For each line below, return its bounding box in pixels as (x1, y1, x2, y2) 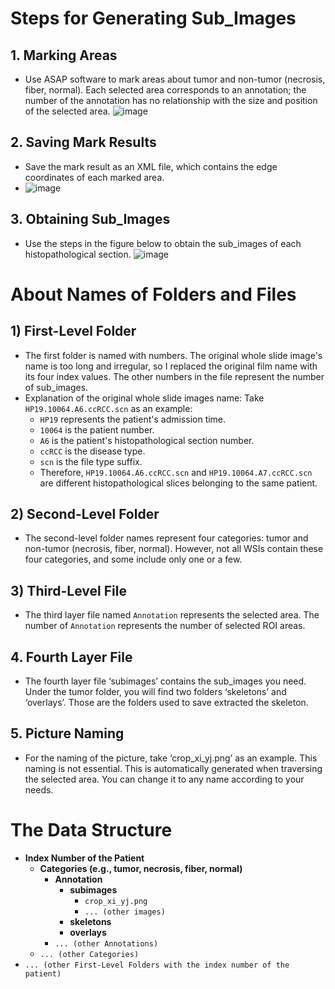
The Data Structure (10, 819, 173, 842)
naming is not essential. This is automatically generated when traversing (24, 762, 323, 774)
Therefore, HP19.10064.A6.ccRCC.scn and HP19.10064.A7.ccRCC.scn (39, 466, 313, 478)
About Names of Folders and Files (10, 283, 297, 306)
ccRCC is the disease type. (39, 445, 146, 457)
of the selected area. (24, 105, 111, 117)
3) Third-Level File (10, 582, 127, 599)
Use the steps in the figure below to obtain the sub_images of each (24, 237, 302, 249)
